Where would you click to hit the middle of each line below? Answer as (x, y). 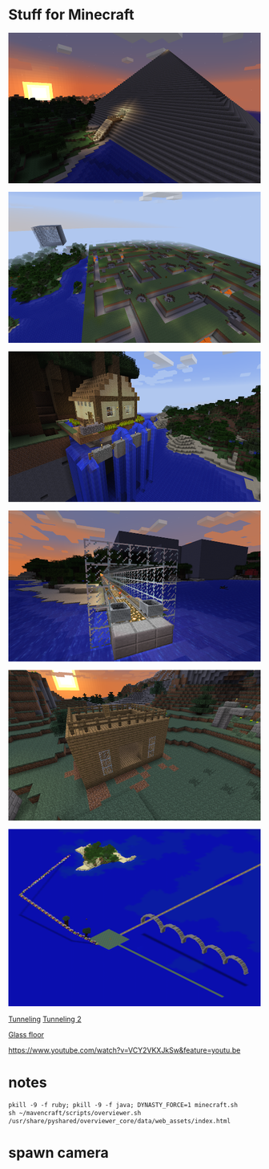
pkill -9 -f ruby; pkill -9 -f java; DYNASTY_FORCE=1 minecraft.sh (123, 1106)
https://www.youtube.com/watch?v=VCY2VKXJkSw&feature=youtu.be (124, 1050)
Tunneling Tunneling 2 (45, 1019)
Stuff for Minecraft (71, 15)
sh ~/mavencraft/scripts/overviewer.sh (75, 1114)
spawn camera (59, 1153)
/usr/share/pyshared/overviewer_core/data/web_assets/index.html (119, 1122)
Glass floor (26, 1035)
